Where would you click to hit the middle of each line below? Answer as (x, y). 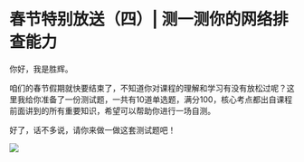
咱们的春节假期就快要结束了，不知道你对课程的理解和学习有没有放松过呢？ (148, 88)
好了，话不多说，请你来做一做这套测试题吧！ (93, 129)
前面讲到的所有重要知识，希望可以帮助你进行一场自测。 (112, 110)
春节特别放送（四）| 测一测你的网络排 (149, 19)
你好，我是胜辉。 (41, 69)
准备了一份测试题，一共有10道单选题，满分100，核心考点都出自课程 (166, 99)
